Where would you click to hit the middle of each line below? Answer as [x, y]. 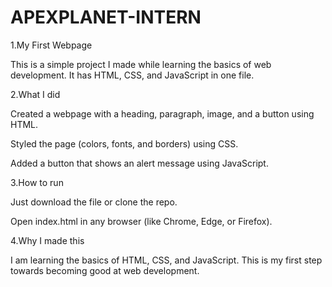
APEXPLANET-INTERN [106, 17]
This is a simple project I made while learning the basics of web [141, 64]
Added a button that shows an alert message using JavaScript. [139, 163]
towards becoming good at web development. [105, 270]
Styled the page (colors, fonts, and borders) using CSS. [124, 143]
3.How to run [37, 182]
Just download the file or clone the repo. [94, 202]
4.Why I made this [47, 240]
